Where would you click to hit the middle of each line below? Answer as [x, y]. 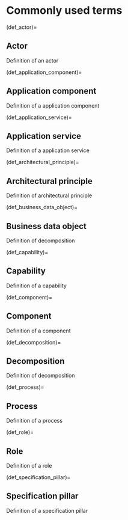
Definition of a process [35, 421]
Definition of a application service [48, 150]
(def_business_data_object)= [42, 207]
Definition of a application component [53, 105]
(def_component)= [29, 297]
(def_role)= [20, 432]
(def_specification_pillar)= [38, 477]
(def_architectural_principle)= [43, 162]
